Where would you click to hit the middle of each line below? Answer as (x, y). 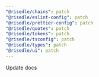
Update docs (21, 67)
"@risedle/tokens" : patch (37, 34)
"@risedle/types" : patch (36, 45)
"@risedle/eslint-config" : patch (47, 17)
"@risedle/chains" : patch (37, 12)
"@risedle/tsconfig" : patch (40, 39)
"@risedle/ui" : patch (32, 51)
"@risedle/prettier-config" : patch (49, 23)
